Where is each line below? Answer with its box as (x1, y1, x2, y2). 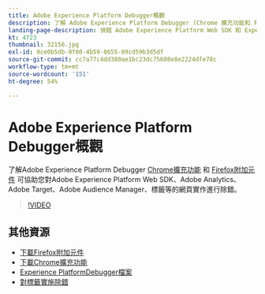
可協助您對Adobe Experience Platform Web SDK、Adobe (17, 175, 203, 184)
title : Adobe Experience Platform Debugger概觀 (8, 11, 166, 20)
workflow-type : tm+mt (8, 63, 80, 71)
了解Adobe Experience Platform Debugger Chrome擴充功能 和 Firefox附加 (8, 165, 248, 174)
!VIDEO (27, 200, 51, 210)
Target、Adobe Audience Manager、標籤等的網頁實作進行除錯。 (31, 184, 241, 194)
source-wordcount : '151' (8, 70, 90, 78)
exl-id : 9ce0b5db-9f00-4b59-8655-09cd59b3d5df (8, 48, 164, 56)
